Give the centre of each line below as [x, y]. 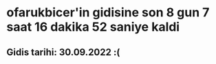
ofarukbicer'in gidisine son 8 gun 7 [108, 13]
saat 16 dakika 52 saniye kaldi [93, 27]
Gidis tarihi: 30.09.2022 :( [63, 52]
